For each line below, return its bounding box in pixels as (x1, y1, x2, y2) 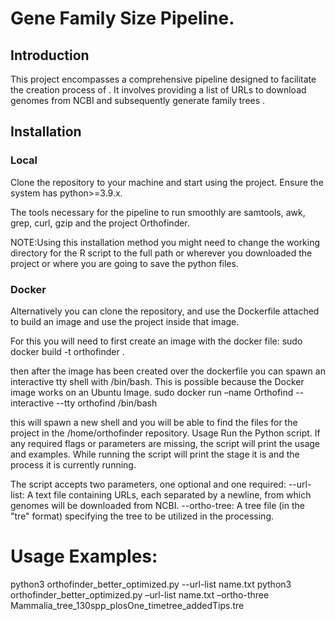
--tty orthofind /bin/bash (56, 397, 158, 409)
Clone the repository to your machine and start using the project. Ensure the (10, 176, 324, 188)
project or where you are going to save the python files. (10, 257, 239, 269)
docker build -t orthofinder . (10, 345, 125, 357)
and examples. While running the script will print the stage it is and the (10, 448, 300, 460)
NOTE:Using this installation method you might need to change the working (10, 236, 321, 248)
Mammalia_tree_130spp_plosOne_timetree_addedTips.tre (10, 599, 245, 611)
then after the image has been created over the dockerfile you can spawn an (10, 365, 326, 377)
